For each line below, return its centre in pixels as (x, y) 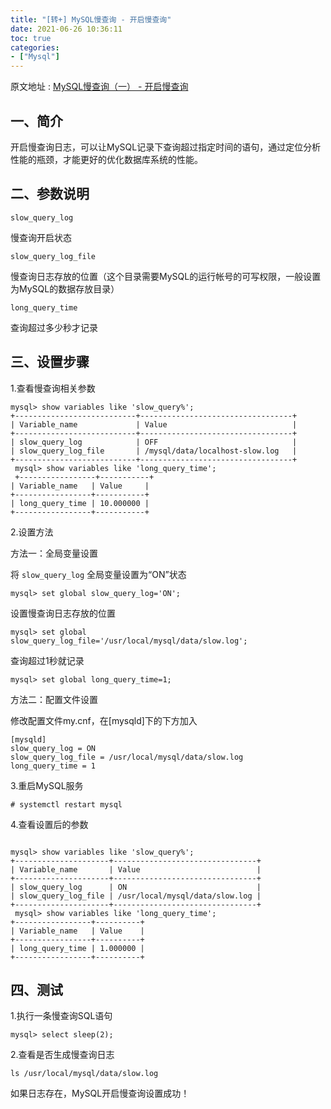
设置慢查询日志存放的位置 (63, 613)
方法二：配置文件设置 (54, 699)
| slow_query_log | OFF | (154, 442)
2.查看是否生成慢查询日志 (62, 1055)
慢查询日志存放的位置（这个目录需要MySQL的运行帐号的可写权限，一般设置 (166, 276)
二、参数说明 (50, 194)
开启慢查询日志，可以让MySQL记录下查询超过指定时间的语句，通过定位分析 (166, 147)
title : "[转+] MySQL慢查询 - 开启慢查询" (91, 19)
